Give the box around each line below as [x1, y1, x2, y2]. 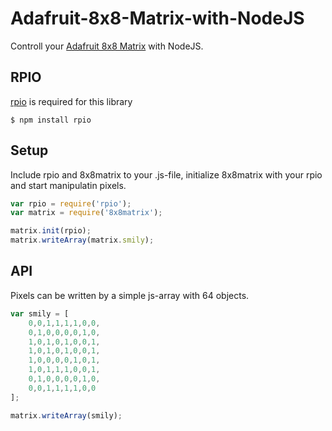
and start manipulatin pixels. [10, 179, 127, 191]
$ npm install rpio [10, 115, 92, 125]
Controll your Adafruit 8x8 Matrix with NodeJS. [10, 40, 204, 52]
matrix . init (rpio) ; [10, 226, 92, 236]
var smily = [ [10, 308, 70, 319]
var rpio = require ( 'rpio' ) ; [10, 198, 132, 209]
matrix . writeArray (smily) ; [10, 410, 123, 421]
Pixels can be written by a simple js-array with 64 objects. [10, 289, 250, 301]
